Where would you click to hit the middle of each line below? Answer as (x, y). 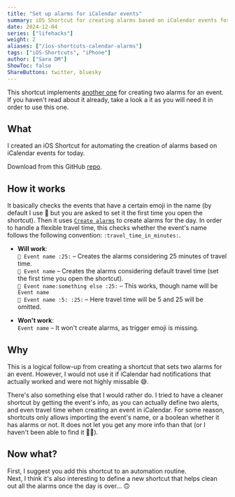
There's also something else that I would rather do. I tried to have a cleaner (115, 395)
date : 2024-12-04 (33, 27)
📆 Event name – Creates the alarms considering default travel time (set (118, 271)
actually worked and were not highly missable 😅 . (78, 381)
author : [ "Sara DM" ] (37, 59)
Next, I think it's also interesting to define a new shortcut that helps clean (113, 478)
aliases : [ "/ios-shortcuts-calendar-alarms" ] (74, 46)
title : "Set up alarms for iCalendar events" (74, 14)
